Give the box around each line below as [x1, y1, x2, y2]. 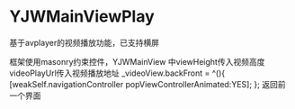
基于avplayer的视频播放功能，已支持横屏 [9, 37, 160, 48]
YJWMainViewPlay [9, 6, 155, 27]
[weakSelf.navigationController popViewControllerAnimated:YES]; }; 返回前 [9, 78, 286, 89]
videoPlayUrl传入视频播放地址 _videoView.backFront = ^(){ [9, 68, 226, 78]
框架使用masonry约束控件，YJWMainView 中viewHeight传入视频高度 [9, 56, 265, 67]
